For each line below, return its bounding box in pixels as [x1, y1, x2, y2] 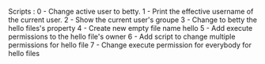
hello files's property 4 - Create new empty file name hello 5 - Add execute [8, 24, 253, 32]
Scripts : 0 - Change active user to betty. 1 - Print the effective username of [8, 7, 254, 16]
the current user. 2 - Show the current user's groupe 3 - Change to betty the [8, 15, 257, 24]
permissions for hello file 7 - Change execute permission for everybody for [8, 40, 252, 50]
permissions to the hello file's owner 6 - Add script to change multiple [8, 32, 236, 41]
